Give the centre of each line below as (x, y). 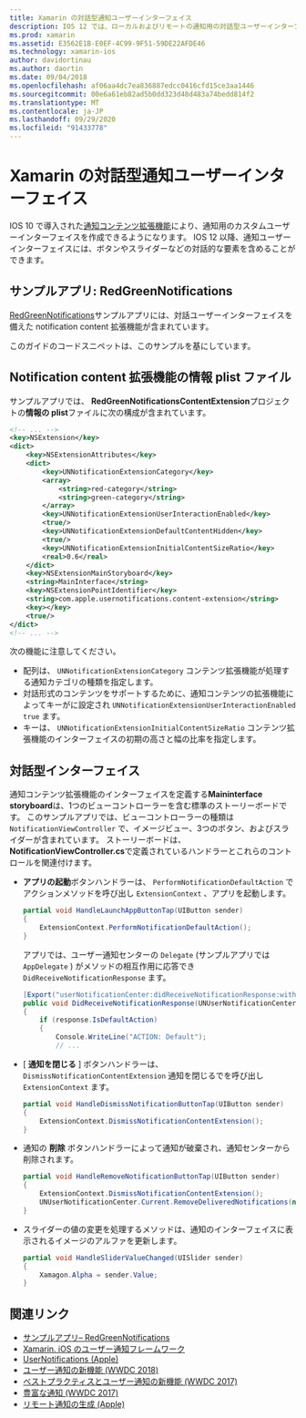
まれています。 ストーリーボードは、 (117, 840)
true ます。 (44, 716)
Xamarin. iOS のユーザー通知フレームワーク (103, 1349)
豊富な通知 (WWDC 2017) (71, 1393)
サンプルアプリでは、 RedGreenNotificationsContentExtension (130, 401)
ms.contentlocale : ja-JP (56, 111)
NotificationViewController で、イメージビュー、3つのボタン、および (141, 828)
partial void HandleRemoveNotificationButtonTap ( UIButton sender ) (151, 1177)
